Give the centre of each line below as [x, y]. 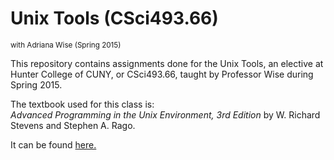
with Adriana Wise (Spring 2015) [66, 45]
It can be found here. [53, 144]
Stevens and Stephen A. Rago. [73, 125]
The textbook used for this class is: [82, 104]
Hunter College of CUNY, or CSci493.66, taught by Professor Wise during [162, 74]
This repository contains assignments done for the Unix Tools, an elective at [167, 63]
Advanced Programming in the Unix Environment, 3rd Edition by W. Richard [165, 114]
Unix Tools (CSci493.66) [114, 18]
